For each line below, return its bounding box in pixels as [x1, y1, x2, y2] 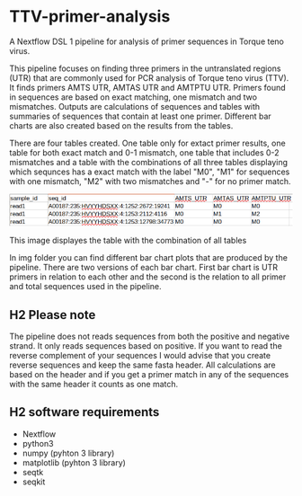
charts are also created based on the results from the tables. [9, 120, 234, 131]
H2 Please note [9, 307, 96, 323]
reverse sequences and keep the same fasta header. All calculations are [9, 359, 276, 370]
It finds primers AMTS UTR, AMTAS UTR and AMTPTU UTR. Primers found [9, 82, 286, 93]
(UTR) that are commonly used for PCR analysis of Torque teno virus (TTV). [9, 72, 289, 83]
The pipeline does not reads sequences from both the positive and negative [9, 331, 290, 341]
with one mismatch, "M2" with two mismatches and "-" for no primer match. [9, 175, 291, 186]
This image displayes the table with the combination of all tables [9, 235, 247, 246]
